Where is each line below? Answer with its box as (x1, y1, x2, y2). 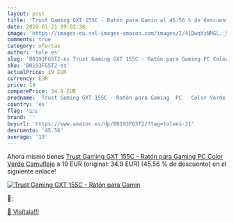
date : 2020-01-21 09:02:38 (7, 23, 86, 30)
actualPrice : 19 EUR (7, 68, 68, 75)
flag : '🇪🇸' (7, 107, 42, 114)
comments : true (7, 36, 52, 43)
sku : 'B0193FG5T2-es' (7, 62, 70, 69)
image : (7, 29, 26, 37)
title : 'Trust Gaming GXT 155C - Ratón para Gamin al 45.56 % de (7, 17, 201, 24)
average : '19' (7, 133, 49, 140)
